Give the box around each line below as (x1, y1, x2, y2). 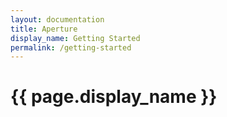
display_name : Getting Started (10, 33, 141, 43)
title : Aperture (10, 24, 78, 34)
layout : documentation (10, 14, 105, 25)
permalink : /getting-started (10, 42, 132, 53)
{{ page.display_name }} (10, 86, 218, 108)
